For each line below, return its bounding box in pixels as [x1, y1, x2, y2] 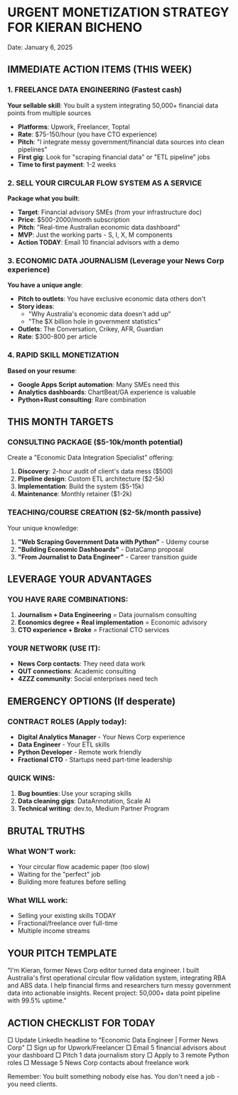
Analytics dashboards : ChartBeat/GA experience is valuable [17, 388, 196, 396]
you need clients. [7, 1080, 58, 1089]
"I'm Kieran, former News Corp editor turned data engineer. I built [7, 966, 200, 975]
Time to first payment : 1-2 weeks [17, 160, 117, 169]
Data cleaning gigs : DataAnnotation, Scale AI [17, 797, 151, 806]
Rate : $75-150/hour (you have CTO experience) [17, 129, 158, 139]
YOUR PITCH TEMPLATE [7, 947, 117, 959]
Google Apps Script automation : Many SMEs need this [17, 380, 180, 388]
